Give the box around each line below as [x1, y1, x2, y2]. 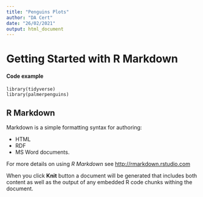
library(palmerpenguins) [6, 91, 69, 97]
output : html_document [6, 26, 64, 32]
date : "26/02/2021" [6, 20, 56, 26]
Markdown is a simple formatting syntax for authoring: [6, 124, 142, 131]
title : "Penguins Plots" [6, 9, 69, 15]
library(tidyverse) [6, 86, 56, 92]
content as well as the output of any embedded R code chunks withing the [6, 179, 193, 186]
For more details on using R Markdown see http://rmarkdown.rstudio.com [6, 161, 190, 168]
